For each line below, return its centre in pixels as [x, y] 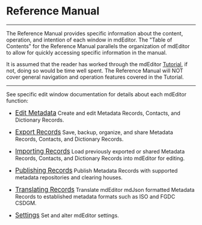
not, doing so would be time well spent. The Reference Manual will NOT [95, 70]
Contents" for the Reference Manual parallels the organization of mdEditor [98, 46]
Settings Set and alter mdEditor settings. [67, 215]
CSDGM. [26, 203]
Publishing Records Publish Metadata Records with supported [96, 170]
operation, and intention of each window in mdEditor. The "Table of [89, 40]
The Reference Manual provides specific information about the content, [95, 33]
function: [17, 100]
